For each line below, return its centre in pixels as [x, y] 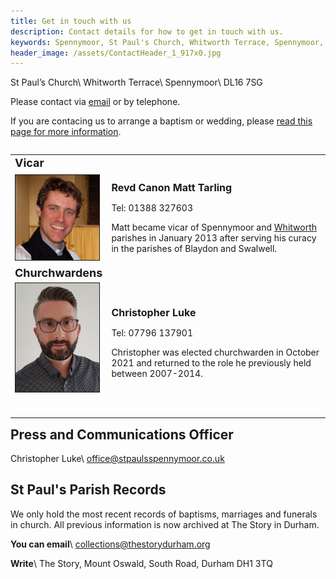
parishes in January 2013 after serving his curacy [214, 238]
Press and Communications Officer [122, 434]
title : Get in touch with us [71, 21]
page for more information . [66, 132]
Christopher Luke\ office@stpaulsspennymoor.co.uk [117, 458]
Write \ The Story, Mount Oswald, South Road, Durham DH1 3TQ [141, 563]
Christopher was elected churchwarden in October [215, 352]
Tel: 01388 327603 [152, 208]
